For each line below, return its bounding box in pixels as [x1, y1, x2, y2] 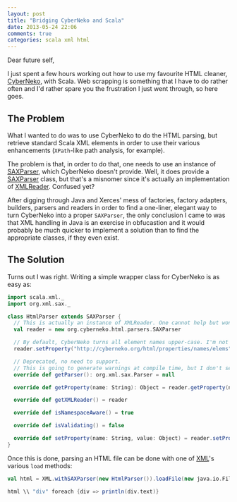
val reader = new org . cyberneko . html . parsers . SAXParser [13, 326, 181, 333]
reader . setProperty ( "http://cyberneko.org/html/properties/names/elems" [13, 345, 232, 353]
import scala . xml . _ [7, 293, 65, 300]
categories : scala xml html [7, 37, 90, 44]
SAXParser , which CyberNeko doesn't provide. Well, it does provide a [7, 167, 209, 176]
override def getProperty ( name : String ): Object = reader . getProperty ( [13, 384, 229, 391]
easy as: [7, 280, 32, 288]
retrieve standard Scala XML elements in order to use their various [7, 138, 200, 147]
